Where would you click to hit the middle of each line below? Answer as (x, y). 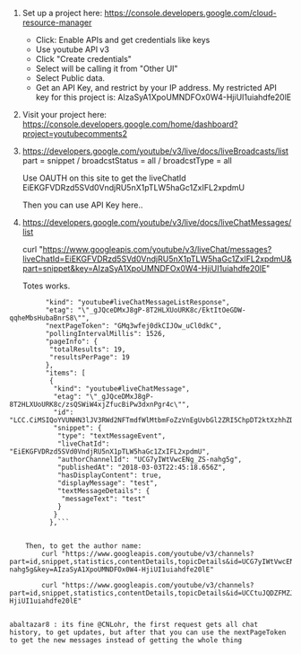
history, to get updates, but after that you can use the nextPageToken (148, 632)
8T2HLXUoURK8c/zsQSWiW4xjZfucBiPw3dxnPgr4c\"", (100, 404)
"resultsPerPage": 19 (89, 358)
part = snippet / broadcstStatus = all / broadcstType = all (127, 160)
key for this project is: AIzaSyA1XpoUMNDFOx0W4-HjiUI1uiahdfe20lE (163, 97)
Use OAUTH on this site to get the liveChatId (104, 178)
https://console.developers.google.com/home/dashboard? (130, 124)
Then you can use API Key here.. (82, 205)
